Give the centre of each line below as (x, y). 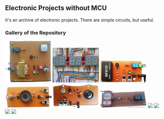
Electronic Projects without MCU (56, 8)
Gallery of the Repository (36, 32)
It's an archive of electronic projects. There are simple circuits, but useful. (80, 20)
